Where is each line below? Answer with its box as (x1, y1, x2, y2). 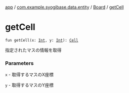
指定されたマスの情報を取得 (5, 47, 62, 53)
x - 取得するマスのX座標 (5, 72, 54, 78)
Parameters (5, 59, 34, 66)
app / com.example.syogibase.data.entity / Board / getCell (5, 4, 124, 10)
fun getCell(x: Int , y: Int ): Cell (5, 38, 79, 43)
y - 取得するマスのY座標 (5, 82, 54, 88)
